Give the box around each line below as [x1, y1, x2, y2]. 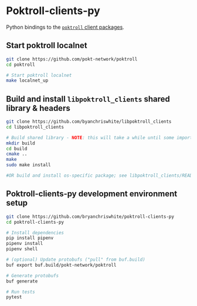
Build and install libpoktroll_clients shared [6, 94, 170, 104]
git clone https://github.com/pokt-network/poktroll [6, 56, 138, 62]
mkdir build [6, 140, 35, 146]
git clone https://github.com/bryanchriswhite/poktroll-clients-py [6, 213, 175, 220]
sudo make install [6, 162, 51, 168]
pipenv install [6, 241, 43, 247]
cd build [6, 146, 28, 152]
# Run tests [6, 289, 35, 295]
